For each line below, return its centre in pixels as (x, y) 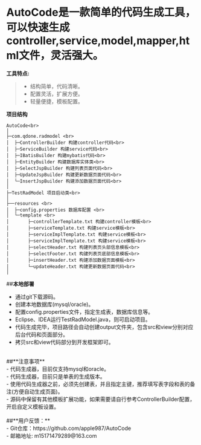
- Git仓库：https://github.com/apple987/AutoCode (69, 428)
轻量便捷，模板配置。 (56, 101)
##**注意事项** (26, 361)
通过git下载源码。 (37, 296)
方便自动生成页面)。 (38, 391)
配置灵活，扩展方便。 (56, 94)
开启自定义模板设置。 (33, 406)
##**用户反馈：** (28, 420)
